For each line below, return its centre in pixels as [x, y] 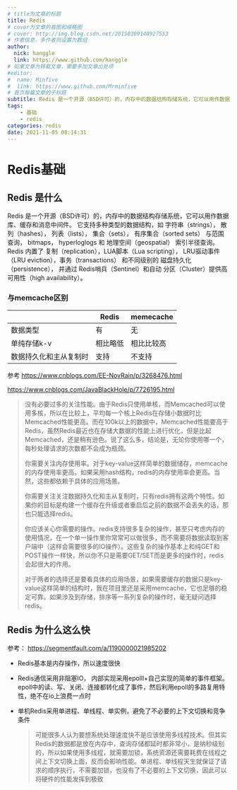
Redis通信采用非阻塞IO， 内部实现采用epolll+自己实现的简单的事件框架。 [123, 678]
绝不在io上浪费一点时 [61, 696]
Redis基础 [36, 169]
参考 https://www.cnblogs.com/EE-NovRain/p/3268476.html [95, 375]
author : [19, 47]
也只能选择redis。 [50, 513]
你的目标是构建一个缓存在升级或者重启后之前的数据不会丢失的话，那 [130, 505]
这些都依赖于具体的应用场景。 [80, 481]
